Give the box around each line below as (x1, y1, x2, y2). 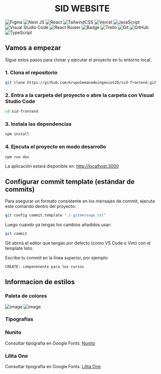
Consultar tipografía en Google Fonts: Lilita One (5, 364, 101, 370)
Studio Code (5, 98, 35, 104)
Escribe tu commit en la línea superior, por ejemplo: (5, 255, 109, 260)
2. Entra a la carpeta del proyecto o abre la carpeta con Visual (5, 92, 154, 99)
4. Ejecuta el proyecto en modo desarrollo (5, 143, 106, 150)
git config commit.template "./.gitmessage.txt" (5, 213, 106, 218)
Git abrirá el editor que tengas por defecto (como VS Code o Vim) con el (5, 240, 151, 246)
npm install (5, 132, 29, 137)
